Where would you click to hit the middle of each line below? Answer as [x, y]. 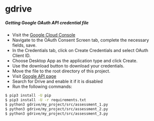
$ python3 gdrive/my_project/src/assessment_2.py [57, 109]
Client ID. [21, 56]
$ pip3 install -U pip [28, 96]
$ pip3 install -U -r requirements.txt [46, 100]
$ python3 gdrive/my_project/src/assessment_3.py [57, 113]
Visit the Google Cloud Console [44, 35]
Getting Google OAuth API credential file [47, 22]
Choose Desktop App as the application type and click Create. [75, 61]
